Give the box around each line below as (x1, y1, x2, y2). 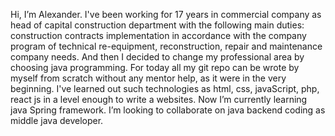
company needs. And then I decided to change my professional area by (10, 51, 305, 63)
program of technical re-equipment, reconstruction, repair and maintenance (10, 40, 323, 52)
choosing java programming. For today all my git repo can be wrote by (10, 62, 300, 73)
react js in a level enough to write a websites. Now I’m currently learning (10, 94, 308, 105)
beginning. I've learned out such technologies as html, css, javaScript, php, (10, 83, 320, 94)
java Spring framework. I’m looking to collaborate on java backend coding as (10, 104, 326, 116)
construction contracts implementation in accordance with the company (10, 30, 307, 41)
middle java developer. (10, 115, 104, 126)
